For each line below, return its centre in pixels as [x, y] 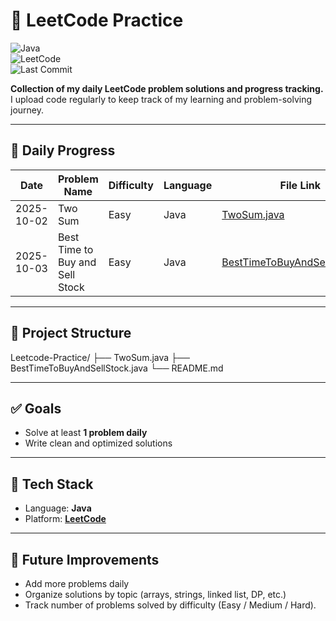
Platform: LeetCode [65, 519]
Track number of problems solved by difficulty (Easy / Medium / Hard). [170, 605]
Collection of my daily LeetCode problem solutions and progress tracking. [167, 88]
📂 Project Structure [71, 333]
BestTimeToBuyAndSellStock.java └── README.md [117, 368]
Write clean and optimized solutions [98, 443]
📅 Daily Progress [63, 150]
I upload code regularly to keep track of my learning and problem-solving [161, 99]
